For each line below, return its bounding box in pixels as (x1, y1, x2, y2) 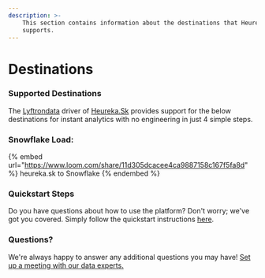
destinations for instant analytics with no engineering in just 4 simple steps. (8, 114, 253, 124)
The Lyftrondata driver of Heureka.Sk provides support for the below (8, 106, 231, 115)
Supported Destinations (8, 88, 102, 99)
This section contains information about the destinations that (22, 19, 238, 27)
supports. (22, 26, 55, 34)
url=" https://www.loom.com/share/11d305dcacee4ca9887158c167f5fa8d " (8, 161, 248, 170)
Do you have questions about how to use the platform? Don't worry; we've (8, 206, 250, 216)
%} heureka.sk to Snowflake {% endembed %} (8, 169, 160, 178)
